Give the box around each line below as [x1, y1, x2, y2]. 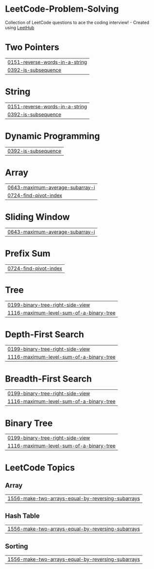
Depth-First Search [5, 329, 84, 340]
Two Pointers [5, 42, 60, 53]
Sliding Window [5, 211, 70, 222]
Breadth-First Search [5, 373, 92, 384]
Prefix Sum [5, 248, 51, 259]
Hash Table [5, 512, 40, 520]
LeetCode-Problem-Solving [5, 3, 119, 15]
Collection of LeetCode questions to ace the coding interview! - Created [5, 19, 150, 25]
